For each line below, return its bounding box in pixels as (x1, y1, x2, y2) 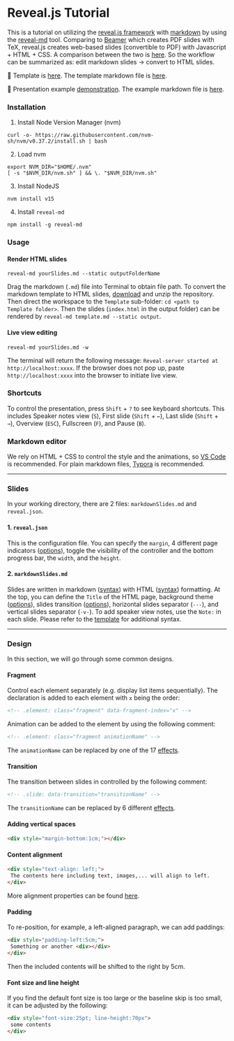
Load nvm (17, 150, 47, 159)
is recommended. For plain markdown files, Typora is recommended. (7, 460, 205, 468)
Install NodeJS (17, 182, 60, 190)
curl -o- (7, 131, 33, 139)
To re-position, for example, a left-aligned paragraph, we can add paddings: (7, 923, 225, 931)
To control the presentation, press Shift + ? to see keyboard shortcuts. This (7, 404, 225, 412)
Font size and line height (7, 978, 80, 986)
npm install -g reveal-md (7, 222, 82, 229)
